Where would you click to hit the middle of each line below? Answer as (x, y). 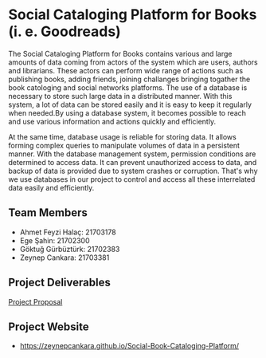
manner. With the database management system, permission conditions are (132, 154)
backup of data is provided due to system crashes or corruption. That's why (133, 171)
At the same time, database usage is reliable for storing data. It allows (122, 136)
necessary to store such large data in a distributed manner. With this (120, 96)
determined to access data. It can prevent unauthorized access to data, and (133, 162)
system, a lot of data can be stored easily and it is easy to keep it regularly (130, 104)
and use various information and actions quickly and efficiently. (112, 121)
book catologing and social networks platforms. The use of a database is (128, 87)
